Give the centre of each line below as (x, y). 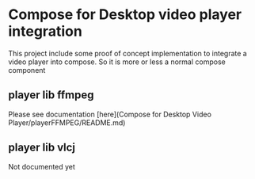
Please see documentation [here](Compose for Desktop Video (110, 114)
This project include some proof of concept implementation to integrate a (127, 53)
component (27, 70)
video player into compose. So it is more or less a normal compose (117, 62)
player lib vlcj (42, 148)
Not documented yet (42, 166)
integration (46, 31)
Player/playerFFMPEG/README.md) (67, 122)
